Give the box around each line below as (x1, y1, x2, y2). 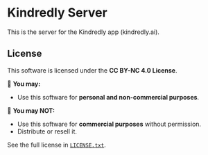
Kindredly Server (7, 5, 107, 21)
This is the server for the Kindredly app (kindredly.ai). (7, 28, 159, 36)
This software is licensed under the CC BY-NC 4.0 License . (7, 66, 177, 74)
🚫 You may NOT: (7, 106, 55, 115)
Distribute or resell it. (17, 127, 78, 136)
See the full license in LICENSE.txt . (7, 140, 106, 149)
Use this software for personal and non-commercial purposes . (17, 93, 200, 101)
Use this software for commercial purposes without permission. (17, 120, 202, 128)
